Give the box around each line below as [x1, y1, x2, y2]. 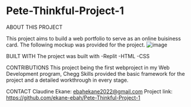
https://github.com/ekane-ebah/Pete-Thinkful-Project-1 [6, 94, 140, 101]
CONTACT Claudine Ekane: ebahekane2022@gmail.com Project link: [6, 88, 173, 95]
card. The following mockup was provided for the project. [6, 41, 146, 48]
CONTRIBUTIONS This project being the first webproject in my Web [6, 63, 170, 71]
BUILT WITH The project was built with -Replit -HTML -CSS [6, 52, 150, 59]
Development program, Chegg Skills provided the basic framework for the [6, 70, 185, 77]
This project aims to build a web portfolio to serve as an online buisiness [6, 35, 181, 42]
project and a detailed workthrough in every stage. [6, 76, 129, 83]
